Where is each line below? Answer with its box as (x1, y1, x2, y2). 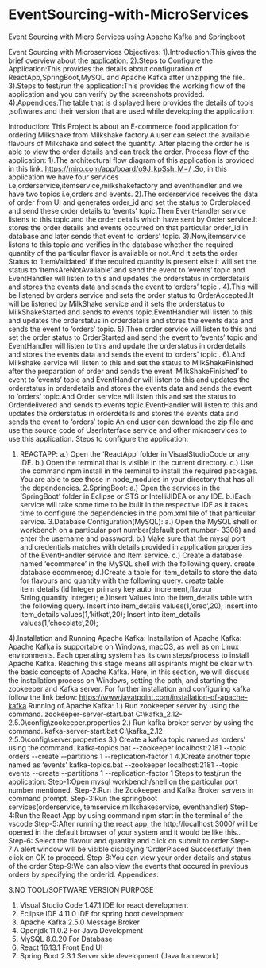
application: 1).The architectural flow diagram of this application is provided (8, 155, 254, 164)
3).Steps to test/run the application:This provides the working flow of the (8, 81, 246, 91)
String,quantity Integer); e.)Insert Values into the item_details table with (19, 592, 253, 602)
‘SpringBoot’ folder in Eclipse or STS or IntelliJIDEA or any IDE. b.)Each (19, 491, 252, 501)
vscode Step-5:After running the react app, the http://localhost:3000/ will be (8, 819, 258, 828)
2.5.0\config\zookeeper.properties (8, 717, 121, 727)
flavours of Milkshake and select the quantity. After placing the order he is (8, 138, 250, 148)
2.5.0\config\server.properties (8, 735, 107, 744)
